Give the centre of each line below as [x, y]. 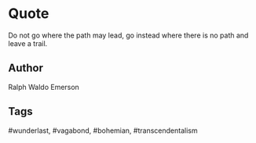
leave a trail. [28, 43]
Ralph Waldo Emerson [44, 87]
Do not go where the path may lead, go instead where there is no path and [128, 35]
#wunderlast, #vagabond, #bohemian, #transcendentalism [103, 130]
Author [26, 68]
